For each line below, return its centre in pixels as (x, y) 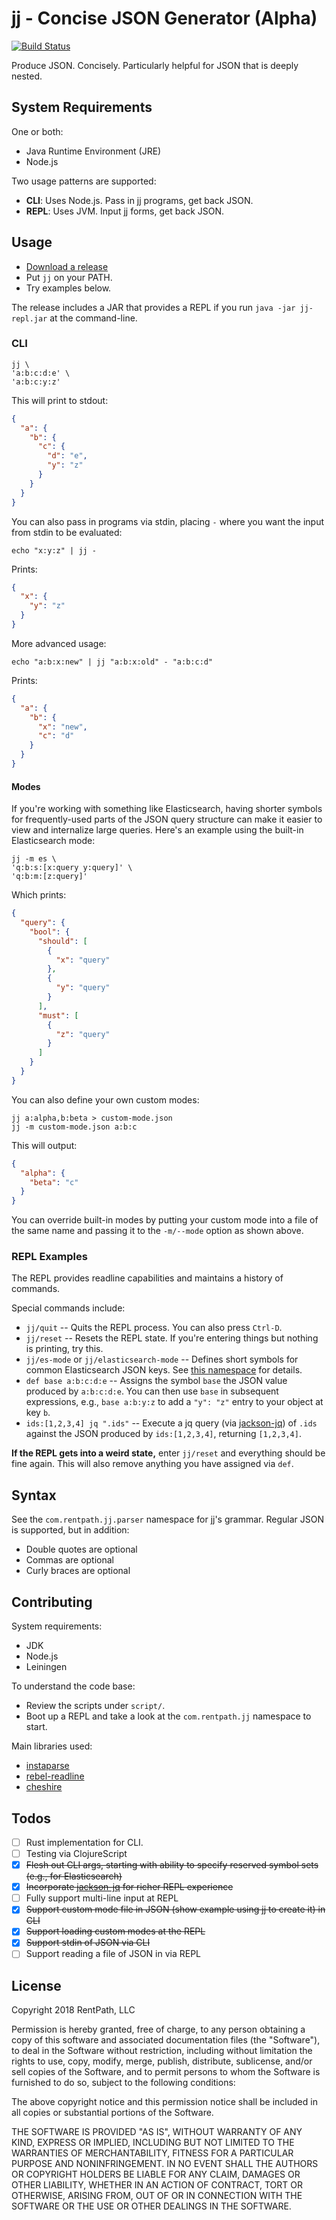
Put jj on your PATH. (69, 277)
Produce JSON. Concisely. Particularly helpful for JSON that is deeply (155, 65)
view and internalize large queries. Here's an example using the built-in (157, 830)
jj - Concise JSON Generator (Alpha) (164, 18)
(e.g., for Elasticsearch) (74, 1876)
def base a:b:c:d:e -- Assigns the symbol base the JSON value (156, 1381)
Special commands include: (68, 1308)
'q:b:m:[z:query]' (49, 877)
